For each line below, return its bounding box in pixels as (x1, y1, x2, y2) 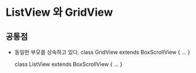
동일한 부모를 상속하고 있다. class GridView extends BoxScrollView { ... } (14, 49, 191, 56)
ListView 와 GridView (5, 5, 113, 19)
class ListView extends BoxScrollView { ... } (14, 61, 123, 68)
